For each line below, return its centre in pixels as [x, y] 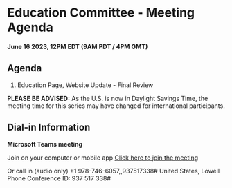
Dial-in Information [49, 128]
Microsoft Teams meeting [45, 144]
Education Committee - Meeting [101, 13]
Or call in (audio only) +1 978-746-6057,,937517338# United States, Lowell [114, 171]
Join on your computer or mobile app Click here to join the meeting [103, 158]
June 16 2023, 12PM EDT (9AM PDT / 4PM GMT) [78, 46]
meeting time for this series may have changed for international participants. [116, 106]
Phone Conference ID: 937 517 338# [59, 178]
